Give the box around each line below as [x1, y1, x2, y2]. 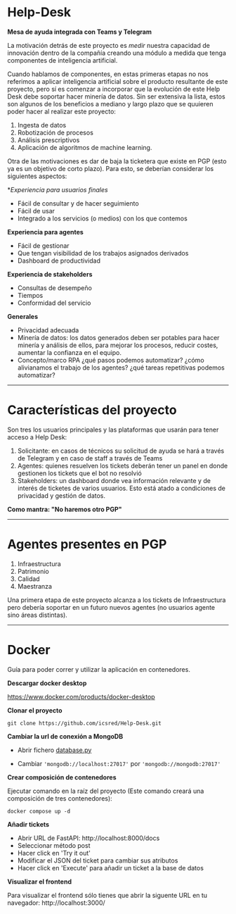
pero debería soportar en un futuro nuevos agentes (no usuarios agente [7, 603, 216, 611]
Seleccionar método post [17, 841, 91, 849]
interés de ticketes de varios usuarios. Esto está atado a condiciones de [17, 484, 226, 492]
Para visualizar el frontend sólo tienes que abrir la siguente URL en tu [7, 891, 208, 899]
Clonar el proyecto [7, 706, 63, 715]
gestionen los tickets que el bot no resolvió [17, 469, 142, 477]
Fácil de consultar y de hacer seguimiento [17, 199, 139, 208]
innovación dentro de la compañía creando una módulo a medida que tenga [7, 49, 226, 57]
